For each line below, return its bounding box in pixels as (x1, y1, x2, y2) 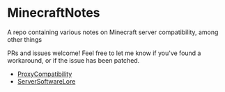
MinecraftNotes (7, 5, 100, 21)
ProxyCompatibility (17, 70, 72, 78)
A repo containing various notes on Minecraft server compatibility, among (7, 28, 219, 36)
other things (7, 35, 42, 43)
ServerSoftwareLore (17, 77, 76, 85)
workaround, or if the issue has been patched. (7, 56, 140, 64)
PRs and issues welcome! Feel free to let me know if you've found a (7, 49, 201, 57)
